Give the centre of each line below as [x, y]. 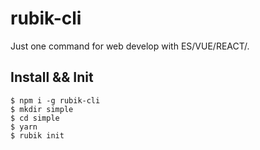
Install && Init [52, 77]
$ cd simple [35, 118]
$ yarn [24, 127]
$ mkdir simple [42, 109]
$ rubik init [37, 135]
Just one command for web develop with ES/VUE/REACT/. [130, 46]
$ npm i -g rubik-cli [55, 100]
